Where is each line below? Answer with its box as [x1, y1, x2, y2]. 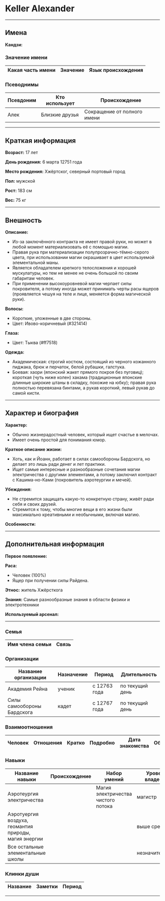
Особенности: [5, 521, 36, 527]
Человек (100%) [12, 572, 47, 578]
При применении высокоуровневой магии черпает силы [12, 280, 132, 286]
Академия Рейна [7, 685, 48, 692]
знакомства [119, 742, 149, 749]
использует [46, 100, 75, 107]
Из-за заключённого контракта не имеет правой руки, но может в [12, 238, 152, 244]
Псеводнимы [5, 81, 39, 88]
